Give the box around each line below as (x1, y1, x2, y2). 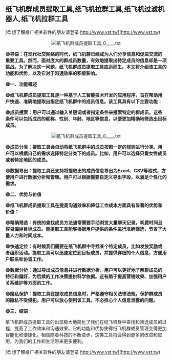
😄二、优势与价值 (5, 191, 42, 197)
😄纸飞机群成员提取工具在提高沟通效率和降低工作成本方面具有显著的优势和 (5, 202, 163, 208)
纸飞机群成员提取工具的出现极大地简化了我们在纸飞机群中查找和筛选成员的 (5, 318, 162, 325)
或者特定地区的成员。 (5, 156, 50, 163)
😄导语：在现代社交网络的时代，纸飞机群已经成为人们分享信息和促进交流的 (5, 51, 163, 57)
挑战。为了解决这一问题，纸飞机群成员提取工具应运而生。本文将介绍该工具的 (5, 64, 167, 70)
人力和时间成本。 (9, 232, 46, 238)
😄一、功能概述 (5, 81, 37, 87)
